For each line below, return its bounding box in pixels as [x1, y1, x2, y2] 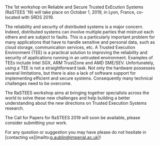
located [5, 15, 20, 20]
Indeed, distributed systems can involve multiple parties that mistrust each [5, 29, 154, 34]
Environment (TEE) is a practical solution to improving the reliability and [5, 49, 148, 55]
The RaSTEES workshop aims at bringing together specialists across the [5, 90, 149, 96]
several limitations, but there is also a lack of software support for [5, 70, 136, 76]
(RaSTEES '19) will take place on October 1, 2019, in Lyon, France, [5, 9, 136, 15]
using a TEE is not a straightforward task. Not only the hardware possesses [5, 65, 155, 71]
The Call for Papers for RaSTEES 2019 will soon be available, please [5, 115, 141, 120]
